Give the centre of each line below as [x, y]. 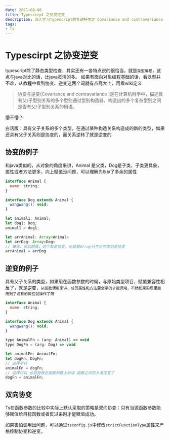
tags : [11, 24]
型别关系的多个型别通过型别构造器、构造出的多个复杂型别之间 [97, 100]
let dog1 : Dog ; [21, 223]
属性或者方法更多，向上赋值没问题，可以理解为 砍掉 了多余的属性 [71, 172]
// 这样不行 [16, 363]
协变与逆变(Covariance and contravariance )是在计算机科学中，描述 [88, 94]
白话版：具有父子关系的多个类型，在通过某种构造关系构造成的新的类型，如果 [85, 128]
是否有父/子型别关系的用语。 [47, 107]
